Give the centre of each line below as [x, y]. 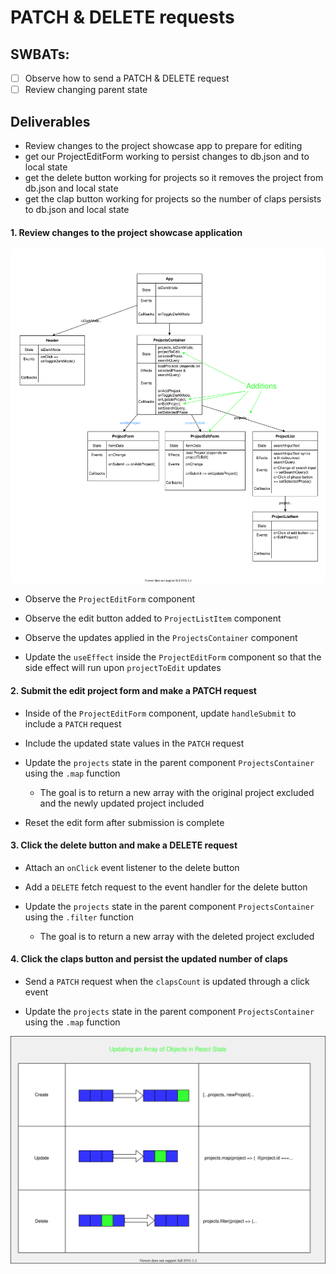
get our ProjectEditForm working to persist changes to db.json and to [167, 156]
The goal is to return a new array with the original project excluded [177, 792]
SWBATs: [40, 54]
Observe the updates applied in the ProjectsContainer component [161, 638]
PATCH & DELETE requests [122, 17]
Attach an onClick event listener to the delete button [132, 867]
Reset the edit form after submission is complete [124, 822]
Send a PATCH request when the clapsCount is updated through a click [167, 981]
